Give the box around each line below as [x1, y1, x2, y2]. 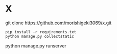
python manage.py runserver [5, 42, 66, 48]
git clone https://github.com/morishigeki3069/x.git [5, 20, 112, 26]
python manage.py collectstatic [5, 34, 74, 39]
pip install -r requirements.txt [5, 29, 77, 34]
